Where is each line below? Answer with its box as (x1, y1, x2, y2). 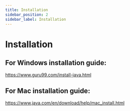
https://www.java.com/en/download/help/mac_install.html (5, 100, 124, 106)
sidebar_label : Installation (5, 17, 66, 22)
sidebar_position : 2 (5, 12, 49, 17)
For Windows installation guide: (5, 59, 107, 67)
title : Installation (5, 7, 49, 13)
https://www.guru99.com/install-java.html (5, 72, 92, 78)
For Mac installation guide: (5, 86, 90, 95)
